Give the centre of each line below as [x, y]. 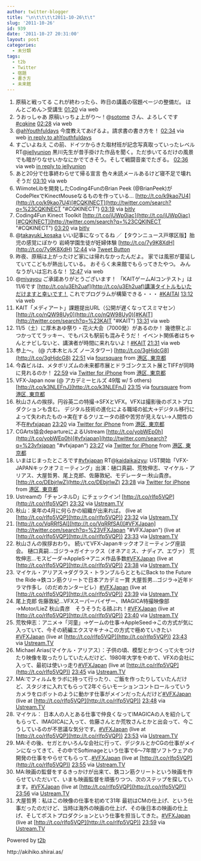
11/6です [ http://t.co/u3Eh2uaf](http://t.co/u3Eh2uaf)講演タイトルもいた [103, 286]
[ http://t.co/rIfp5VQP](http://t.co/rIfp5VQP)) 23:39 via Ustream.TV [97, 594]
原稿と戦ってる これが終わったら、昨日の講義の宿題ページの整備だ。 [100, 102]
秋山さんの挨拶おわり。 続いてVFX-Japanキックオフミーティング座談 [100, 543]
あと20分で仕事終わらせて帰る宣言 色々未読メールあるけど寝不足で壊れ [103, 173]
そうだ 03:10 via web [41, 181]
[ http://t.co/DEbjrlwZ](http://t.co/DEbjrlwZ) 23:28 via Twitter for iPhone [103, 482]
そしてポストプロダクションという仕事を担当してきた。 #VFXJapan [108, 815]
